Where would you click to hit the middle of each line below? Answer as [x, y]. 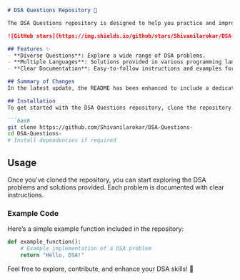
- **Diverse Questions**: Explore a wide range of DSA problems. [106, 56]
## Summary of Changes [41, 82]
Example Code [33, 213]
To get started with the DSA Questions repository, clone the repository [120, 108]
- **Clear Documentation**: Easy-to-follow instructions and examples [115, 69]
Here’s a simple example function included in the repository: [96, 229]
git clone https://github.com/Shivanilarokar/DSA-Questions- [100, 127]
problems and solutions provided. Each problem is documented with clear [116, 187]
